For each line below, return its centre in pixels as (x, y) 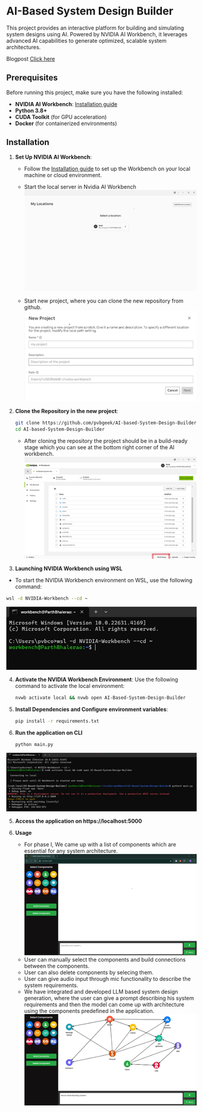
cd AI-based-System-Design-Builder (60, 429)
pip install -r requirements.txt (57, 721)
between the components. (57, 966)
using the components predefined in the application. (89, 1011)
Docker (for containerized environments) (66, 123)
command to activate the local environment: (70, 686)
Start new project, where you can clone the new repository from (104, 301)
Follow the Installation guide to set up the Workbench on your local (107, 169)
